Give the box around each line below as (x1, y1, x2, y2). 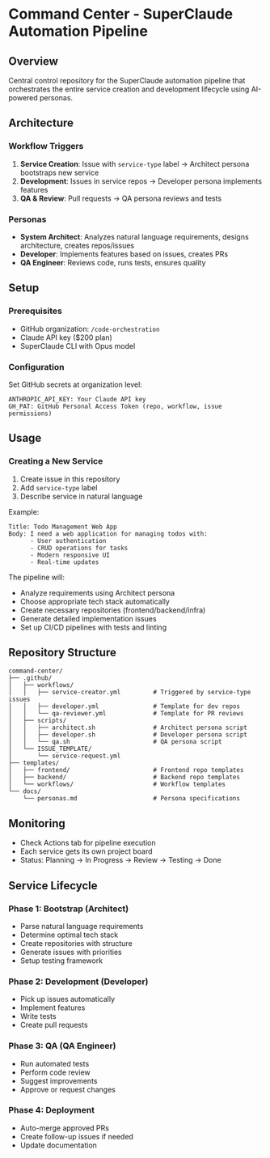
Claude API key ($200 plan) (19, 333, 113, 342)
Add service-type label (19, 482, 98, 492)
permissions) (8, 409, 53, 418)
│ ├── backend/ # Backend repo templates (8, 774, 241, 782)
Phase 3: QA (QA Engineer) (8, 1041, 116, 1052)
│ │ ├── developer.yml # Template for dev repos (8, 702, 241, 710)
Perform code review (19, 1067, 91, 1077)
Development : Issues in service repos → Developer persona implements (19, 176, 263, 186)
